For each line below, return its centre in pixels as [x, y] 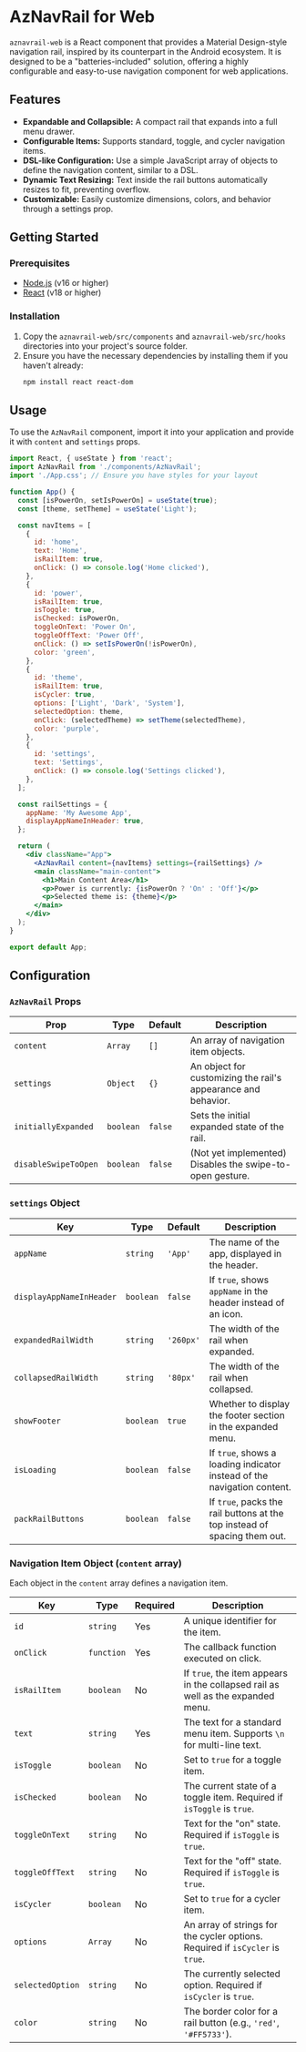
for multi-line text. [222, 1744]
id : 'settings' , [64, 754]
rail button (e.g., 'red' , [231, 2022]
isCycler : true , [64, 695]
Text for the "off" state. [233, 1861]
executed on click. [223, 1658]
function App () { [42, 492]
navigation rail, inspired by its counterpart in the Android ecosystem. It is [146, 51]
